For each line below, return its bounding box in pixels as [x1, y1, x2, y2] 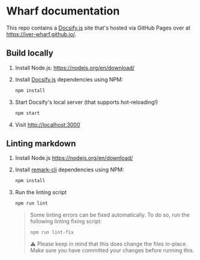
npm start [15, 110, 40, 116]
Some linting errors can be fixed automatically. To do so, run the [30, 211, 190, 218]
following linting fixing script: [30, 218, 102, 225]
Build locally [6, 48, 54, 59]
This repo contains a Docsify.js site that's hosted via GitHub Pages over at [6, 24, 190, 31]
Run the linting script [15, 189, 67, 196]
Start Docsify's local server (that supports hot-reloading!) [15, 98, 158, 106]
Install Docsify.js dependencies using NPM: [15, 75, 123, 83]
